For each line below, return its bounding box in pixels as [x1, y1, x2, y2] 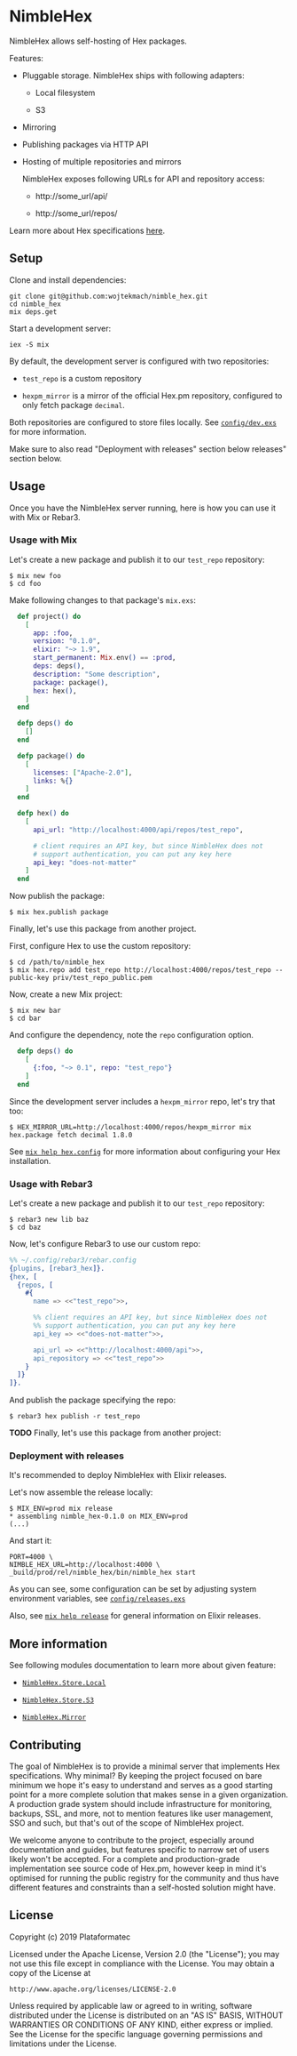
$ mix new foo [9, 571, 62, 580]
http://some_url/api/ [35, 190, 108, 201]
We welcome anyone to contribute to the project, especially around [9, 1835, 254, 1846]
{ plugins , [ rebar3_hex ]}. [9, 1264, 105, 1273]
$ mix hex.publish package [9, 908, 109, 917]
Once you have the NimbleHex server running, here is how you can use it [9, 502, 277, 513]
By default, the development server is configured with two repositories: [9, 356, 270, 366]
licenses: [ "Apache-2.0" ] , [32, 767, 133, 777]
